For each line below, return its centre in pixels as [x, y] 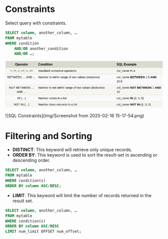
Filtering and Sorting [49, 136]
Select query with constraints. [36, 23]
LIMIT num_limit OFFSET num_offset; [43, 232]
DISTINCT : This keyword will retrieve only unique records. [72, 150]
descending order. [31, 160]
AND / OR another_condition [41, 48]
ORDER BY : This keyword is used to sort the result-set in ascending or [85, 155]
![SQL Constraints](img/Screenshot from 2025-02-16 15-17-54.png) [75, 116]
